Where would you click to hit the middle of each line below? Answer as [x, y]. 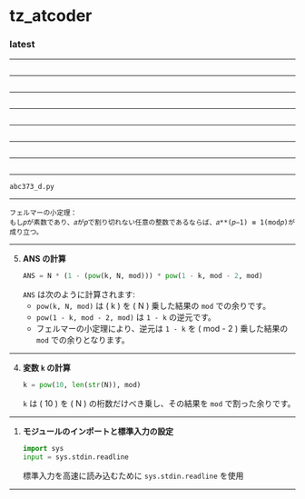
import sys [43, 449]
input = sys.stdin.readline [75, 457]
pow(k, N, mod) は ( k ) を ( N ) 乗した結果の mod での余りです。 [153, 306]
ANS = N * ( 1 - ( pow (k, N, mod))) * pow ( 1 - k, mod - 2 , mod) [143, 276]
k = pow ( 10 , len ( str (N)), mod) [82, 385]
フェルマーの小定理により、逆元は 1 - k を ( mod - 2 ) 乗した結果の [162, 329]
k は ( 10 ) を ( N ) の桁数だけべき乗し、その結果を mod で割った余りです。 [159, 404]
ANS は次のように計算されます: [79, 294]
